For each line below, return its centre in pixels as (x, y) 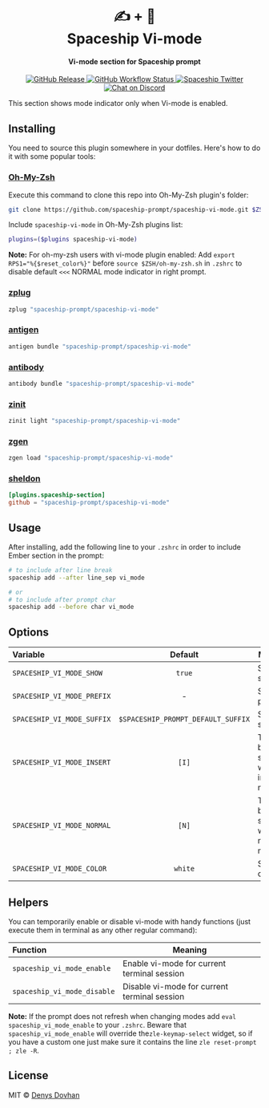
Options (29, 632)
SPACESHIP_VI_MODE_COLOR (60, 869)
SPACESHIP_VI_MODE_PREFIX (62, 696)
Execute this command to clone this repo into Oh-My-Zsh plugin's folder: (128, 195)
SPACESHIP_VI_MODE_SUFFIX (62, 719)
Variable (29, 655)
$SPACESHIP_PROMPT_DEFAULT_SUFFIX (185, 719)
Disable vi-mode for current (176, 986)
